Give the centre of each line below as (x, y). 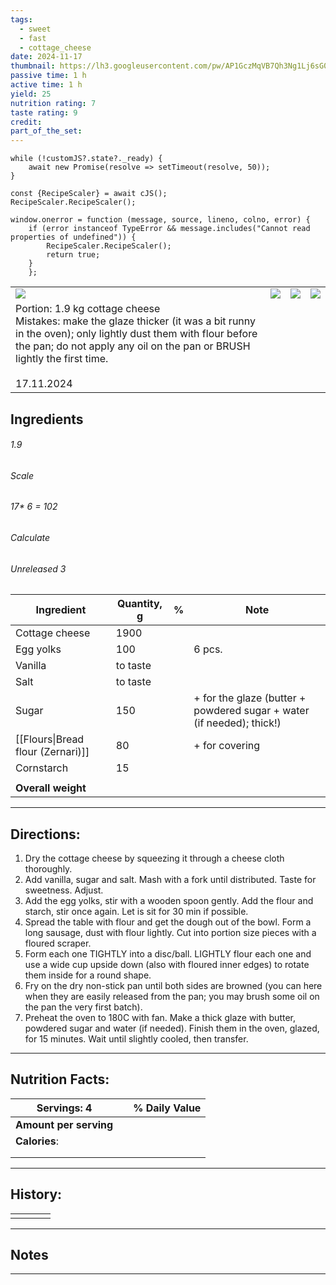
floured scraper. (58, 943)
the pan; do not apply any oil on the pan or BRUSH (133, 346)
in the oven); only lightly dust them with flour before (136, 334)
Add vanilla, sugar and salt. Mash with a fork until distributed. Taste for (170, 879)
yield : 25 (31, 94)
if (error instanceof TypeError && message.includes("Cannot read (169, 229)
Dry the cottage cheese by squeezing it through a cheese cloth (154, 858)
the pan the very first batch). (83, 1007)
